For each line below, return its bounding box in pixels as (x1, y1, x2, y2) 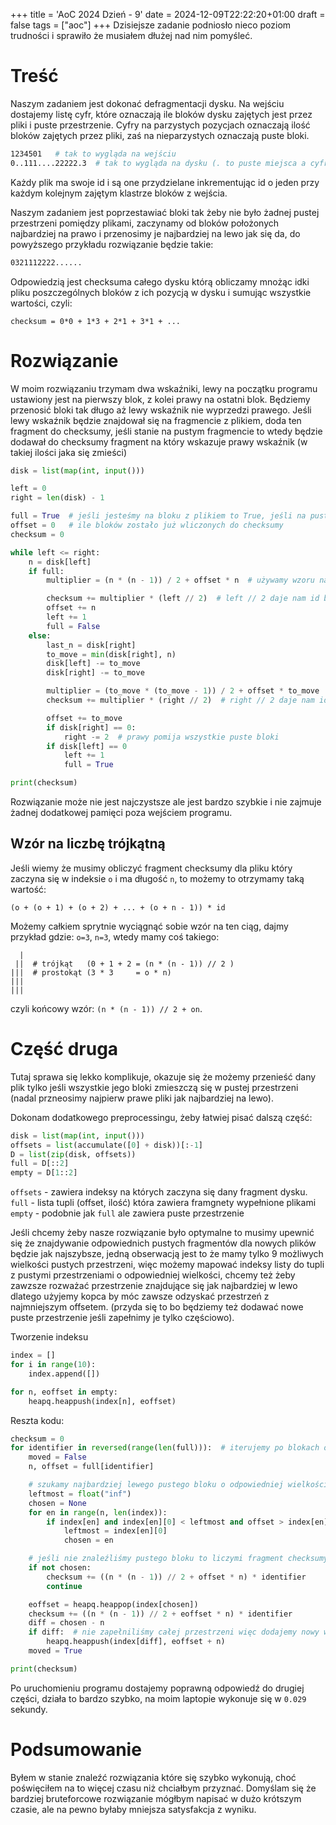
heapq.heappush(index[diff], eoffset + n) (46, 1637, 226, 1647)
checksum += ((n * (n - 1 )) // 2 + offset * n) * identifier (46, 1572, 307, 1582)
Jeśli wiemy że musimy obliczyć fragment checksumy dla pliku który (10, 862, 293, 874)
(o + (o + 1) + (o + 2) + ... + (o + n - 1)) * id (10, 902, 226, 913)
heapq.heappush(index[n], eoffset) (28, 1396, 177, 1406)
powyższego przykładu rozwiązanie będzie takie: (10, 238, 214, 250)
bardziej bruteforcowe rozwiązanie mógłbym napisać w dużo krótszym (10, 1792, 302, 1804)
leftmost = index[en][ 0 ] (63, 1526, 168, 1536)
